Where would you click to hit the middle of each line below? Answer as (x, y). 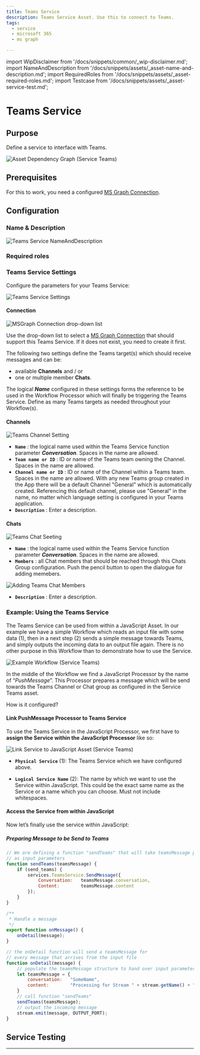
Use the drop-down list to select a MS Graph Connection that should (90, 335)
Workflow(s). (22, 408)
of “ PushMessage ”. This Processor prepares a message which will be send (98, 680)
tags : (13, 23)
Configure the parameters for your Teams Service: (68, 285)
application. (29, 504)
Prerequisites (32, 178)
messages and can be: (34, 359)
